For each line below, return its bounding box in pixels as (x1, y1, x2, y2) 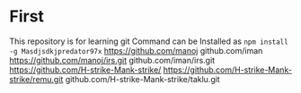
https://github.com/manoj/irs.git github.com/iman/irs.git (9, 55, 216, 65)
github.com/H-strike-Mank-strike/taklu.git (65, 73, 220, 84)
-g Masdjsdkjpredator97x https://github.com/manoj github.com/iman (9, 45, 263, 55)
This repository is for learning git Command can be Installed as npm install (9, 36, 289, 46)
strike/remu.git (9, 73, 64, 84)
